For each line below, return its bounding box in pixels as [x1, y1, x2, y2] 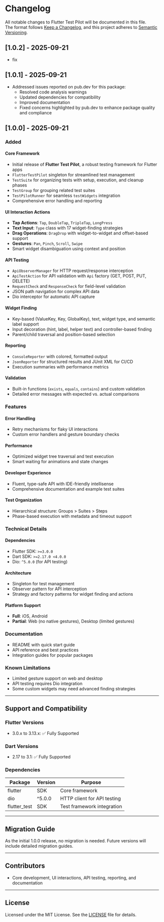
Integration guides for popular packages [12, 652, 93, 658]
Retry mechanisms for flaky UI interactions [12, 426, 98, 432]
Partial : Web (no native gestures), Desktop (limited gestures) [12, 619, 135, 624]
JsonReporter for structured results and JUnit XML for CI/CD [12, 359, 133, 365]
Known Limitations [5, 664, 51, 671]
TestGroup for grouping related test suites [12, 188, 95, 193]
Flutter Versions [5, 719, 44, 726]
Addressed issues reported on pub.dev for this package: [12, 84, 126, 89]
